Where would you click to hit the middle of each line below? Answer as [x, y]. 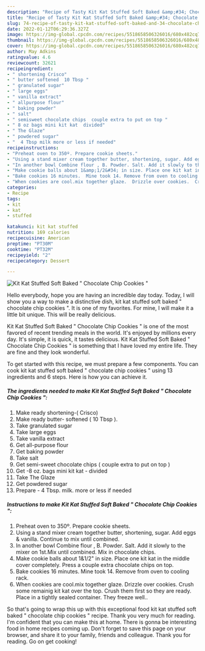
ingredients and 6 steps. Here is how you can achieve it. [77, 377]
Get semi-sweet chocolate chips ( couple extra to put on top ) [93, 465]
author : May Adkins [32, 52]
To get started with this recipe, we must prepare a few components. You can [103, 364]
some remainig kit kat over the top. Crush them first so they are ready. [103, 591]
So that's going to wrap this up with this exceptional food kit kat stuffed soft [102, 609]
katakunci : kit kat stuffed [43, 227]
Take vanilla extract [40, 438]
